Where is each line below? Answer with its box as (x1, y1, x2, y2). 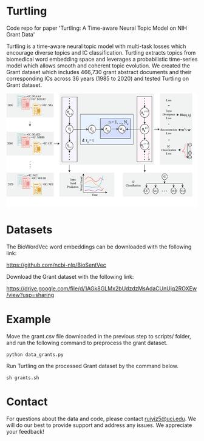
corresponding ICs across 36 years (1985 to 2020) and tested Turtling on (6, 75, 189, 82)
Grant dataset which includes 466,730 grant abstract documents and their (6, 68, 192, 75)
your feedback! (6, 428, 44, 435)
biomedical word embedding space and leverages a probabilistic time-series (6, 55, 198, 63)
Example (6, 313, 51, 326)
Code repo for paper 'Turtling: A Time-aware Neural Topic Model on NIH (6, 24, 187, 32)
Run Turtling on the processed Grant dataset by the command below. (6, 362, 179, 369)
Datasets (6, 223, 53, 237)
